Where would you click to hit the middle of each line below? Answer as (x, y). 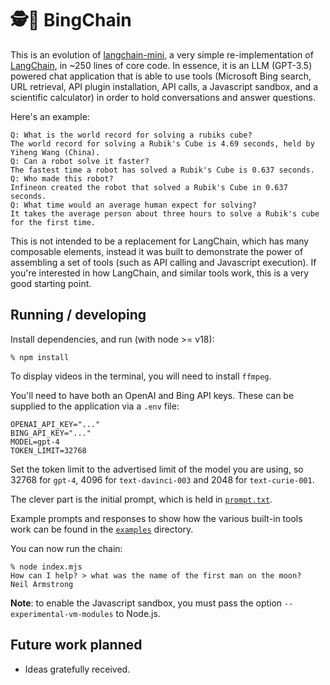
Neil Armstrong (42, 584)
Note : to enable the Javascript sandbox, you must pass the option (146, 603)
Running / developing (78, 315)
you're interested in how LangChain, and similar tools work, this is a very (160, 273)
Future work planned (76, 645)
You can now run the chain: (66, 548)
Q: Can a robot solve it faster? (80, 161)
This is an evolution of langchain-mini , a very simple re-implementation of (162, 54)
